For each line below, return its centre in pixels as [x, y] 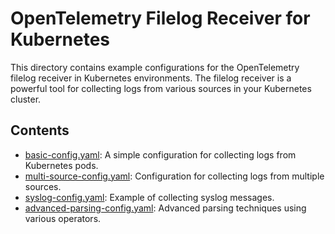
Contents [40, 130]
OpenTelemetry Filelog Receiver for [160, 18]
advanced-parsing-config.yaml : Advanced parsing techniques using [165, 208]
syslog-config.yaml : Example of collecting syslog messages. [149, 197]
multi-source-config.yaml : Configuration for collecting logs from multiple [174, 176]
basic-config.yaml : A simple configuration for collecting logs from [160, 154]
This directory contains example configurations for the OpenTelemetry [155, 67]
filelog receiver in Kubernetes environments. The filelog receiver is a [151, 78]
